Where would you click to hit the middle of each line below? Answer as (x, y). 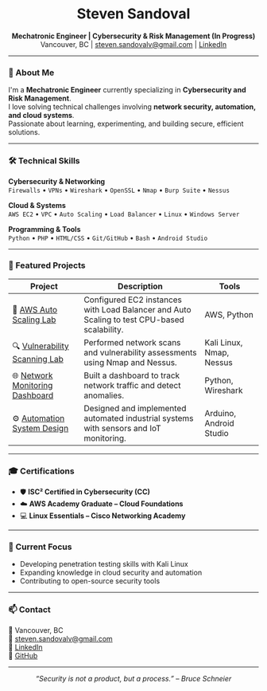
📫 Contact (29, 610)
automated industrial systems (138, 418)
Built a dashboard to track (132, 375)
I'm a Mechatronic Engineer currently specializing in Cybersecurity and (127, 90)
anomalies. (104, 395)
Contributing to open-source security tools (90, 581)
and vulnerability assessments (140, 352)
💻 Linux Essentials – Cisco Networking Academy (103, 516)
